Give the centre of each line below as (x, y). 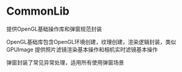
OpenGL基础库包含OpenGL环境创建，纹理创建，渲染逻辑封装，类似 (91, 41)
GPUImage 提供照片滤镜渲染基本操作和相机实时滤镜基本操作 (82, 49)
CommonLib (38, 11)
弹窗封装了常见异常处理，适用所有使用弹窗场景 (65, 62)
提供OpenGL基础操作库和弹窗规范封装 (54, 29)
